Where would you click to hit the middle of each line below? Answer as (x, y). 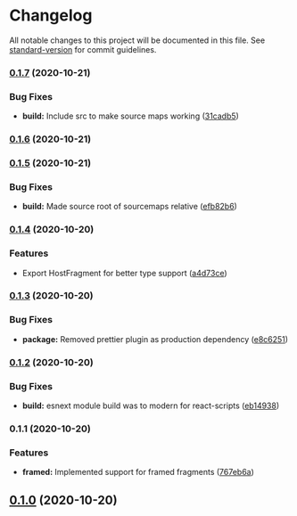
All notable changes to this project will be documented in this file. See (137, 40)
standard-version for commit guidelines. (83, 49)
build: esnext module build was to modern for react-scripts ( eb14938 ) (151, 405)
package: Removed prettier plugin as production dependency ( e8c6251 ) (155, 339)
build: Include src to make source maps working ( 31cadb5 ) (130, 116)
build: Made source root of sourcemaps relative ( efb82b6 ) (130, 207)
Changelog (51, 16)
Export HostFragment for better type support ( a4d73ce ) (124, 273)
